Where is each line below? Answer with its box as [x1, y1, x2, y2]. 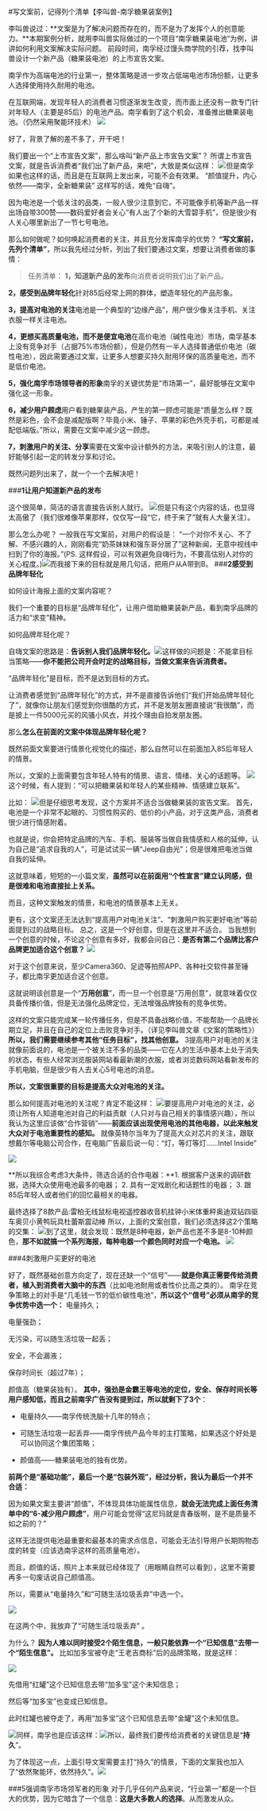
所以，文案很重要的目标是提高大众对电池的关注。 [8, 1082, 168, 1091]
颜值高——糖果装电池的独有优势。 [19, 1455, 132, 1465]
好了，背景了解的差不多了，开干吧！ [8, 134, 127, 143]
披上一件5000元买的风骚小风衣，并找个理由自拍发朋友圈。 [14, 710, 207, 719]
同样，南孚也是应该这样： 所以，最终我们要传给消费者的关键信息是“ [16, 1731, 244, 1739]
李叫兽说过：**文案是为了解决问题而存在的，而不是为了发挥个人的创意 [8, 24, 238, 33]
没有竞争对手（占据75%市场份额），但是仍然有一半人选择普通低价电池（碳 [14, 342, 257, 351]
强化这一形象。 [8, 389, 57, 397]
